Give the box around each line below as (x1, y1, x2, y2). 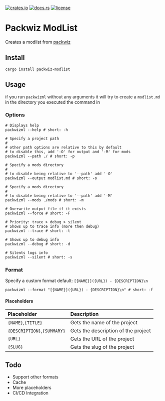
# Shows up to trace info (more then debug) (5, 224, 99, 229)
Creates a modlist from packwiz (5, 39, 71, 45)
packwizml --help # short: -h (5, 127, 68, 132)
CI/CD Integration (12, 390, 49, 396)
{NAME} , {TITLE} (7, 319, 42, 326)
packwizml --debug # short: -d (5, 241, 70, 246)
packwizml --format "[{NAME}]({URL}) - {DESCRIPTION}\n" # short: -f (5, 288, 153, 293)
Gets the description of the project (70, 327, 151, 334)
